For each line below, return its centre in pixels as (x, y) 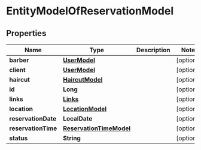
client (17, 70)
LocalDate (77, 118)
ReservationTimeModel (97, 128)
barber (19, 60)
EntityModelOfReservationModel (90, 11)
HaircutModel (83, 79)
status (19, 138)
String (71, 138)
